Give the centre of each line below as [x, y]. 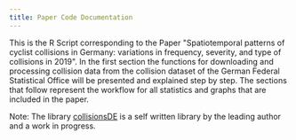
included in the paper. [49, 99]
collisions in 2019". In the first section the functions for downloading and [141, 61]
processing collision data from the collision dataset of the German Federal [144, 71]
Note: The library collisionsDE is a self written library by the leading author [145, 116]
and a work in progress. [52, 126]
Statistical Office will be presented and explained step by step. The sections [148, 80]
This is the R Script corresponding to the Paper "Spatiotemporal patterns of [147, 43]
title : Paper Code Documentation [71, 17]
